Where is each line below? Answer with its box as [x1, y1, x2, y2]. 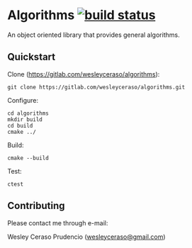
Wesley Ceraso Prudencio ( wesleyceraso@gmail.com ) [7, 232, 166, 241]
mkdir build [7, 115, 43, 123]
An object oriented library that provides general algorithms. [7, 30, 180, 39]
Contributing [7, 200, 65, 212]
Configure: [7, 96, 39, 104]
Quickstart [7, 51, 56, 63]
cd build [7, 122, 33, 129]
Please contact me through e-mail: [7, 218, 108, 227]
